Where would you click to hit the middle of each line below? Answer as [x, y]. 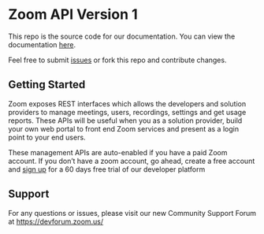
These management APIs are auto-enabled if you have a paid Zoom [118, 152]
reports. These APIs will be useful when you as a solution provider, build [125, 121]
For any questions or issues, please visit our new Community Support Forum [132, 213]
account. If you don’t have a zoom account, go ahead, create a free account [132, 161]
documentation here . [42, 44]
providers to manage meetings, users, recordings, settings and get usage [127, 112]
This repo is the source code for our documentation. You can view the [122, 36]
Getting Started [47, 85]
